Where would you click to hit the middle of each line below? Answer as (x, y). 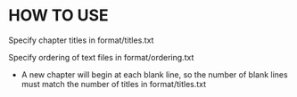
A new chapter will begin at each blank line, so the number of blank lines (154, 74)
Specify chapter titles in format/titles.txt (81, 40)
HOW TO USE (58, 16)
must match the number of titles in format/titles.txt (114, 84)
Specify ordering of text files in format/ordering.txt (101, 57)
